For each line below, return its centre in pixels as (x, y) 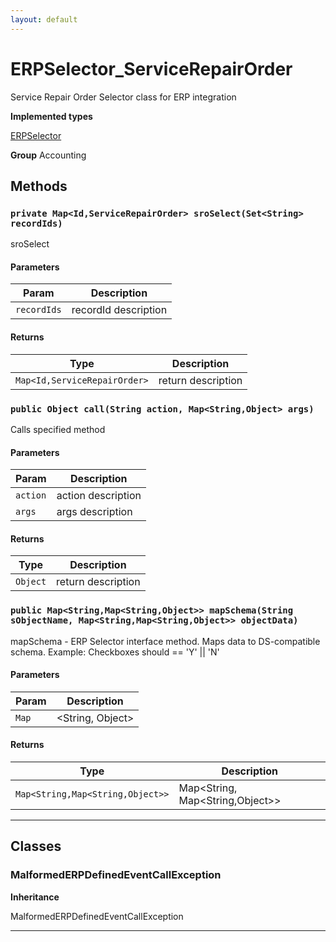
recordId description (119, 310)
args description (94, 512)
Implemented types (51, 116)
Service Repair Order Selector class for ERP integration (123, 97)
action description (99, 496)
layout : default (44, 19)
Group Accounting (48, 155)
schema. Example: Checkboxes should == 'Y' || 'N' (115, 652)
